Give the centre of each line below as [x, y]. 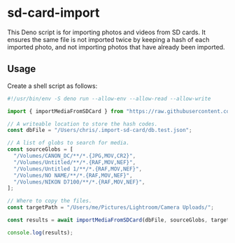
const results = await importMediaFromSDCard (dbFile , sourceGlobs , [108, 220]
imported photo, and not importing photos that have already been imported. [116, 47]
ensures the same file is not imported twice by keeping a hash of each [108, 39]
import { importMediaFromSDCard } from [65, 111]
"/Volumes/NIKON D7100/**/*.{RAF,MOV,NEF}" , [79, 182]
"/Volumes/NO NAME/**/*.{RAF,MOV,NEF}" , [73, 175]
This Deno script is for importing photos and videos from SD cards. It [107, 32]
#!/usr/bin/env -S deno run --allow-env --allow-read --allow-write [109, 98]
